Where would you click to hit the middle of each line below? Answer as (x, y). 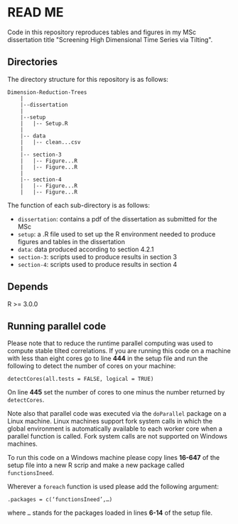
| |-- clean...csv (50, 142)
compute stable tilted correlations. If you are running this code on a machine (119, 351)
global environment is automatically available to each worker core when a (115, 429)
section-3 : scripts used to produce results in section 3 (97, 256)
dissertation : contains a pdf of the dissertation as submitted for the (118, 219)
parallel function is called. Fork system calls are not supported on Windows (117, 436)
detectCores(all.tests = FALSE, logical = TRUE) (81, 379)
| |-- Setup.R (44, 123)
